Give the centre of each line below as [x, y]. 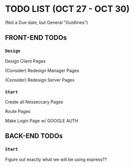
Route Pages [18, 111]
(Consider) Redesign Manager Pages [42, 70]
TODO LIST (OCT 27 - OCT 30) [67, 9]
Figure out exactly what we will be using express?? [56, 159]
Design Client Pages [25, 61]
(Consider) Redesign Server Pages [40, 80]
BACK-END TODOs [34, 136]
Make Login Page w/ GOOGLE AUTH [42, 121]
